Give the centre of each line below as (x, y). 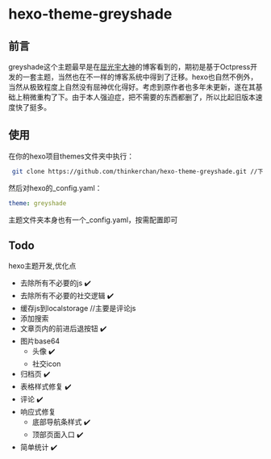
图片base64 (40, 341)
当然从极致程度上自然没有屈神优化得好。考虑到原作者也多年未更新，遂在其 (132, 87)
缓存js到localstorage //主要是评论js (78, 309)
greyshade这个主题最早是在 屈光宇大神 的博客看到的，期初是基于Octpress (129, 67)
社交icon (46, 364)
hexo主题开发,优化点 (42, 266)
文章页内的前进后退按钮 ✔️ (63, 329)
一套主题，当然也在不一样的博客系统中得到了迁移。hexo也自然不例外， (140, 77)
